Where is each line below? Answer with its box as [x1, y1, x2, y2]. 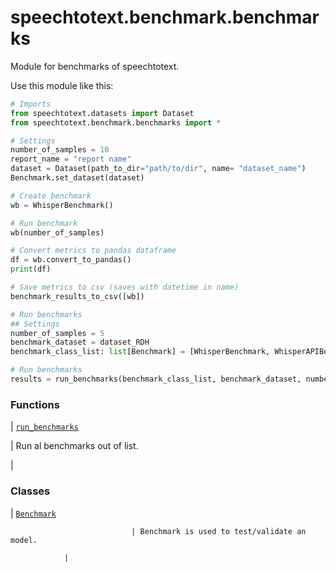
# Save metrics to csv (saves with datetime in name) [10, 282, 240, 293]
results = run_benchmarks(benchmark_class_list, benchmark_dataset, [10, 374, 302, 385]
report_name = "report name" [10, 154, 132, 165]
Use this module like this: [10, 79, 114, 91]
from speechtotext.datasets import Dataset [10, 108, 195, 118]
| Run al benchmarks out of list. [10, 440, 139, 452]
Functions [10, 397, 60, 411]
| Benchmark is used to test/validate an [131, 526, 307, 536]
